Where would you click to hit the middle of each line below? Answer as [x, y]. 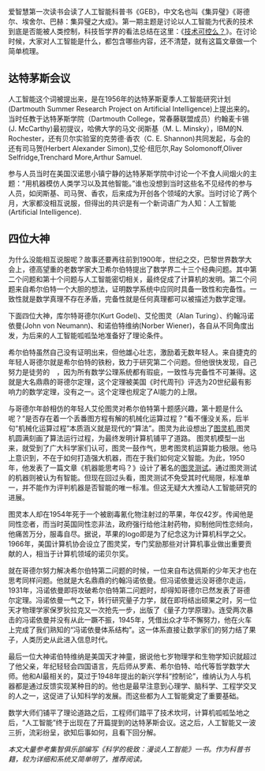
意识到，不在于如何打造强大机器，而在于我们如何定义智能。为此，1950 [130, 457]
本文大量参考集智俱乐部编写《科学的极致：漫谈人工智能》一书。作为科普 [125, 749]
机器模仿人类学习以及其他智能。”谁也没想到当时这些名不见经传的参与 [142, 183]
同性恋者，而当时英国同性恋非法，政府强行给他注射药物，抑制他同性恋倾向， [132, 524]
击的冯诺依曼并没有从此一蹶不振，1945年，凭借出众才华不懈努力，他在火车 [130, 619]
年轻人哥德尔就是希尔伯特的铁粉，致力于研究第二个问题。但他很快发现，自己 [132, 362]
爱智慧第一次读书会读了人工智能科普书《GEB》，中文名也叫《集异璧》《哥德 [129, 11]
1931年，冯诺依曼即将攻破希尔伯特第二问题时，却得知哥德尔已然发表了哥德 [129, 590]
